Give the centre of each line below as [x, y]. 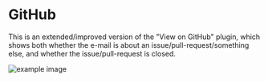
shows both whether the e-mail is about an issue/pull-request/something [129, 45]
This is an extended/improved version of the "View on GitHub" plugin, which [134, 37]
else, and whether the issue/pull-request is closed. [92, 53]
